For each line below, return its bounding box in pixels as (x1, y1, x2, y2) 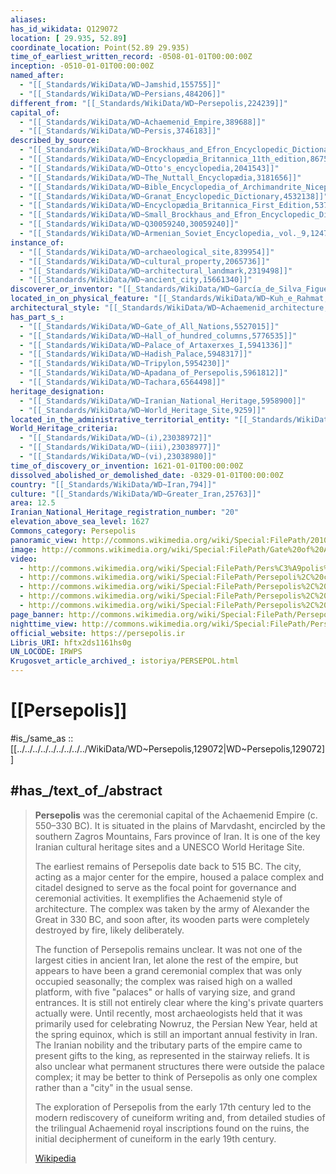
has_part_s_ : (10, 312, 65, 322)
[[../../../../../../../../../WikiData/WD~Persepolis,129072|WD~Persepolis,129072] (10, 742, 326, 755)
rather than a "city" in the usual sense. (34, 1081, 193, 1093)
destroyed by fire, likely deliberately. (34, 924, 185, 936)
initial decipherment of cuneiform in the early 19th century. (34, 1132, 277, 1145)
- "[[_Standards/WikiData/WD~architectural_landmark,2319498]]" (19, 266, 293, 276)
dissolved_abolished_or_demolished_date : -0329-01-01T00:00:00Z (10, 470, 284, 480)
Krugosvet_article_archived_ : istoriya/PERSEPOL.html (10, 656, 240, 666)
